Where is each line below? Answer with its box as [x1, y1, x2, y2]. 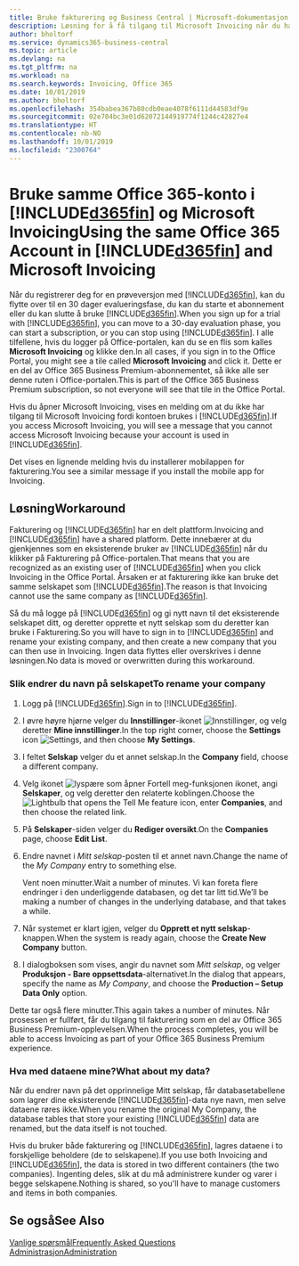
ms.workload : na [9, 71, 69, 80]
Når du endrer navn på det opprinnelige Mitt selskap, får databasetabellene [9, 1084, 286, 1096]
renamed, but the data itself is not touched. [9, 1123, 167, 1133]
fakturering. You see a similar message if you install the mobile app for [9, 465, 265, 477]
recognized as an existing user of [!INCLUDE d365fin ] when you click [9, 562, 262, 573]
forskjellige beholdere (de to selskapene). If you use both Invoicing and [9, 1149, 268, 1160]
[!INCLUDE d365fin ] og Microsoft [9, 202, 255, 223]
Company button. [21, 942, 88, 952]
